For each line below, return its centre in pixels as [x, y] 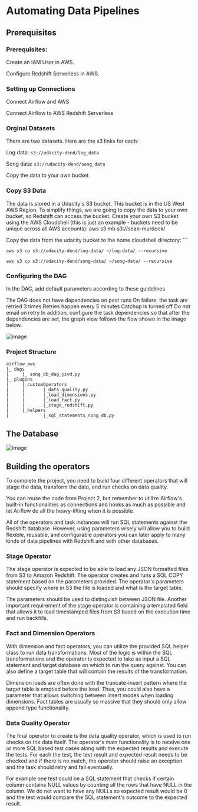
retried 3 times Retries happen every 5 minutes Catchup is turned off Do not [98, 306]
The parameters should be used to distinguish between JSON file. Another [97, 599]
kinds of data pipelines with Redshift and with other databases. [82, 541]
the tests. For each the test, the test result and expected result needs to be [97, 754]
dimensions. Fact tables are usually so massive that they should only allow [96, 701]
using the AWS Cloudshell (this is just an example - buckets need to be [92, 222]
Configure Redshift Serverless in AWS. [53, 73]
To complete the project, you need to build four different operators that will [97, 480]
